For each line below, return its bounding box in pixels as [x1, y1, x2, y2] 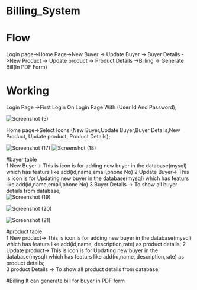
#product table [6, 228, 43, 235]
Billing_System [6, 4, 81, 18]
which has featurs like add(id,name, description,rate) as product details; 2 [6, 241, 186, 248]
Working [6, 84, 49, 98]
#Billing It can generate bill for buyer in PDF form [6, 277, 125, 285]
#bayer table [6, 156, 37, 163]
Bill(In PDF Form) [6, 63, 47, 70]
